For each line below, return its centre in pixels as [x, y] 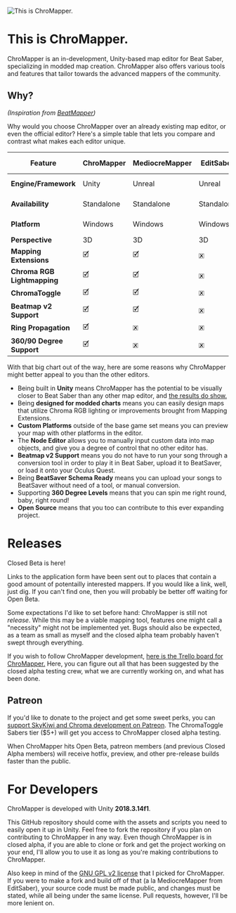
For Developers [53, 789]
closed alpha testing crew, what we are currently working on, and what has [116, 671]
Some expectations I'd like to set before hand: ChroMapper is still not [107, 612]
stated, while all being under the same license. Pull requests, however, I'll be [118, 895]
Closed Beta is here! [37, 563]
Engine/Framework [43, 183]
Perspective [32, 240]
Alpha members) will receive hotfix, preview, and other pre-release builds [113, 753]
